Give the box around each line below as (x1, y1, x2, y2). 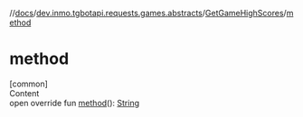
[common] (9, 78, 48, 89)
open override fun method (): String (9, 97, 140, 108)
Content (9, 87, 40, 98)
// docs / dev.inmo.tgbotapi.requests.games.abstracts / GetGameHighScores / (9, 8, 287, 18)
